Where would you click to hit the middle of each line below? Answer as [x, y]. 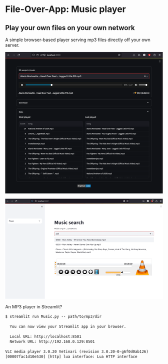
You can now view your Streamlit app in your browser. [68, 326]
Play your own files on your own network [70, 28]
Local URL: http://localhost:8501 [45, 336]
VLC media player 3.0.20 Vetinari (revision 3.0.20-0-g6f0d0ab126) [77, 351]
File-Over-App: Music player [65, 9]
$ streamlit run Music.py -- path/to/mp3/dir [53, 316]
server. [12, 45]
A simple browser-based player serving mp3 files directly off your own [78, 40]
